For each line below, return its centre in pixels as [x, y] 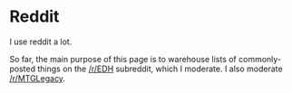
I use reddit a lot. [41, 42]
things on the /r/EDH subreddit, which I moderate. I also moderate [160, 69]
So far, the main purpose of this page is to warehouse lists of [123, 59]
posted [23, 69]
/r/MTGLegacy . [38, 78]
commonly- [260, 59]
